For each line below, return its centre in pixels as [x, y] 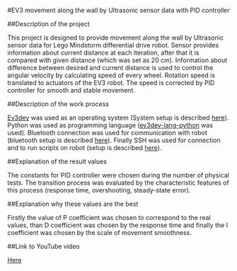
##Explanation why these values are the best [73, 204]
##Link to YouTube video [44, 246]
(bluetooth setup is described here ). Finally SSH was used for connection [114, 140]
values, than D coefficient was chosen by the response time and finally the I [118, 225]
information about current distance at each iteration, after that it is [103, 53]
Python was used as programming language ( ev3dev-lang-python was [110, 125]
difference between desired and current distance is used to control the [110, 68]
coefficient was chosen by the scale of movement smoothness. [100, 232]
